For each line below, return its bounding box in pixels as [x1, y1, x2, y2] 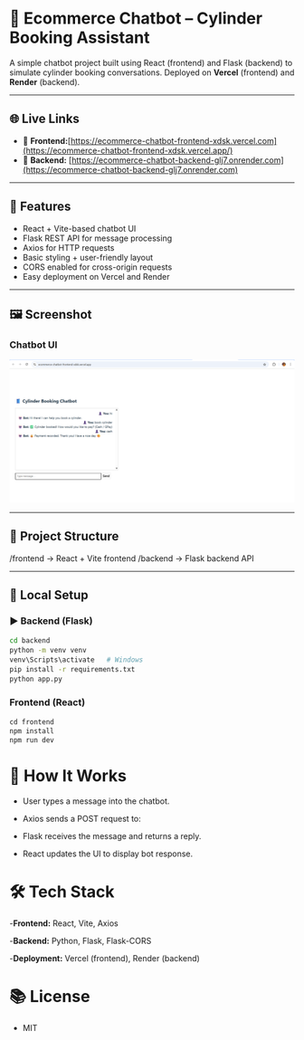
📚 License [9, 986, 90, 1007]
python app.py [9, 674, 63, 683]
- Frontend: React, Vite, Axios [9, 918, 119, 929]
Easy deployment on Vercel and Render [22, 271, 170, 281]
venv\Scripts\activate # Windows [9, 655, 144, 664]
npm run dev [9, 735, 54, 745]
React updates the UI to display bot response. [22, 848, 194, 859]
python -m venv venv [9, 646, 88, 655]
